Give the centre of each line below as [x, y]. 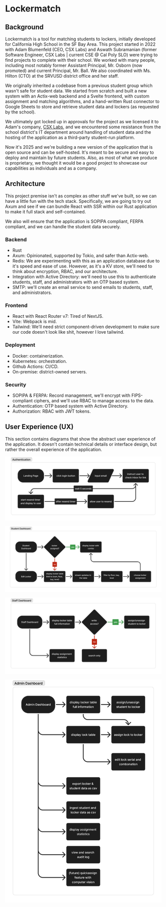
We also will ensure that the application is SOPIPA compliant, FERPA [74, 221]
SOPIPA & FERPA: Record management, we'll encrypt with [71, 395]
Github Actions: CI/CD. [35, 366]
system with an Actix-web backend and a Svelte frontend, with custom [77, 96]
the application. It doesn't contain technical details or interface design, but [81, 444]
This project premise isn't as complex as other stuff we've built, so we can [81, 196]
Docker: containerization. [38, 356]
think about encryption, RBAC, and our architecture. [65, 272]
